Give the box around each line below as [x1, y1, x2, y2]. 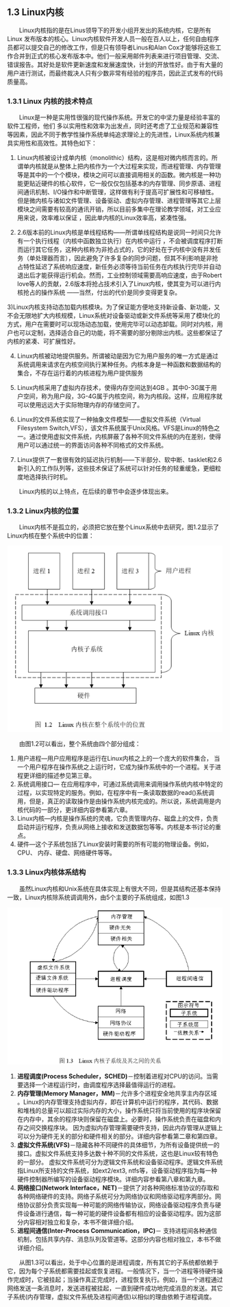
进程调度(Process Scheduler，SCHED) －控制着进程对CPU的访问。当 [16, 1072, 212, 1080]
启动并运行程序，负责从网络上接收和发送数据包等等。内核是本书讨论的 [16, 823, 216, 831]
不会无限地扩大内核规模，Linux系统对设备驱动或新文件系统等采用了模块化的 [7, 312, 220, 320]
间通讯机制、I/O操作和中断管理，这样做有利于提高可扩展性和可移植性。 [16, 188, 218, 196]
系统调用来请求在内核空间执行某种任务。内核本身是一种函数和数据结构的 [16, 360, 221, 369]
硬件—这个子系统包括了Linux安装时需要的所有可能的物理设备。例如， [16, 840, 213, 848]
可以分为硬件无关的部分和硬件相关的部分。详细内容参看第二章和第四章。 [16, 1132, 221, 1141]
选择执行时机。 [29, 473, 72, 481]
